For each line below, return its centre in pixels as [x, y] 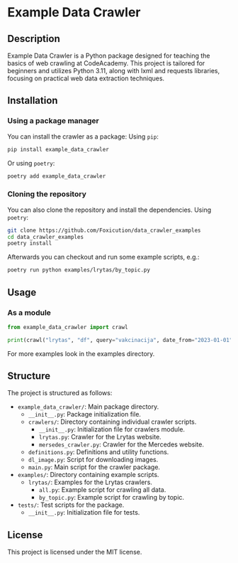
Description [34, 39]
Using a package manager [53, 121]
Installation [33, 101]
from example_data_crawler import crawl [68, 327]
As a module [29, 312]
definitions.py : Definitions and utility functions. [98, 452]
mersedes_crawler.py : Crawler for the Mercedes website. [121, 444]
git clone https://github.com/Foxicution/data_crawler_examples [104, 230]
